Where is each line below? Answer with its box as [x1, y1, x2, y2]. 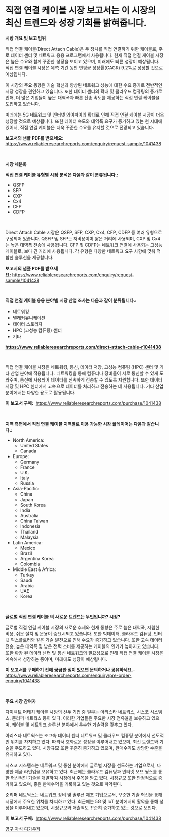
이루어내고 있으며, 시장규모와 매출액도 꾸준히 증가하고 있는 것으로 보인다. [14, 804, 157, 811]
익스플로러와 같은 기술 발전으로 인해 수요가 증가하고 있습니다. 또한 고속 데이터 [10, 637, 163, 643]
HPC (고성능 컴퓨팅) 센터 [12, 327, 62, 333]
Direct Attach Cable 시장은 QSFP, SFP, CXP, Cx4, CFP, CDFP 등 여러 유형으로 [5, 229, 162, 235]
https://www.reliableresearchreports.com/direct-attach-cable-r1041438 [5, 344, 161, 350]
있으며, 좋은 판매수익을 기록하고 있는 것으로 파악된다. [18, 781, 123, 787]
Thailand [20, 528, 39, 535]
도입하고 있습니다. [5, 101, 41, 107]
